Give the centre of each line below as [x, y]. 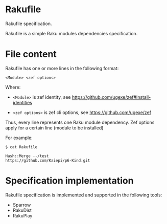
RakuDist [22, 210]
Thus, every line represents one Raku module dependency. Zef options [80, 122]
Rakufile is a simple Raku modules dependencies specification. [71, 33]
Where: [13, 87]
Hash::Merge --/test [27, 156]
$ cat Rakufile [21, 147]
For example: [19, 138]
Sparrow [22, 205]
